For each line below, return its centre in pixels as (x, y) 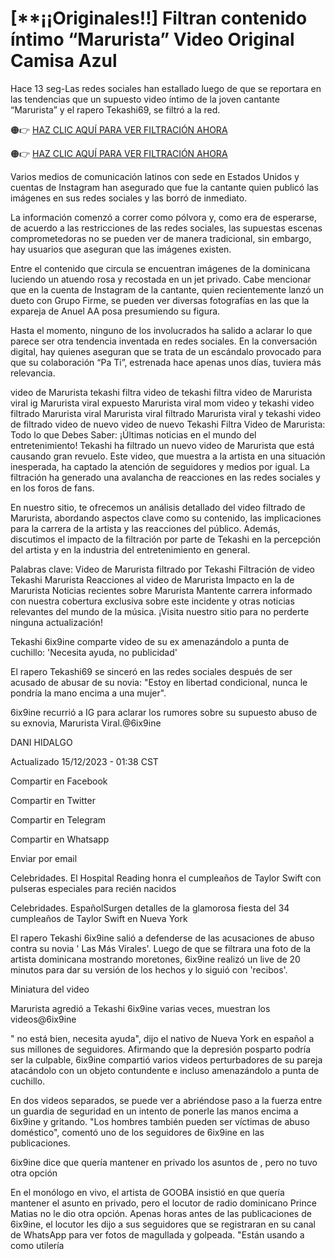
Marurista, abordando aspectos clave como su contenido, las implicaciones (166, 518)
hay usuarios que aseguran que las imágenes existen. (121, 249)
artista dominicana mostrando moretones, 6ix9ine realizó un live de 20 (155, 959)
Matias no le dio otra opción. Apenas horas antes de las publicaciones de (161, 1213)
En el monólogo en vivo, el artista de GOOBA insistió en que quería (147, 1192)
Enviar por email (44, 858)
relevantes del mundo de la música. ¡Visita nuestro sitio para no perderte (160, 611)
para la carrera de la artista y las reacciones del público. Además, (145, 528)
